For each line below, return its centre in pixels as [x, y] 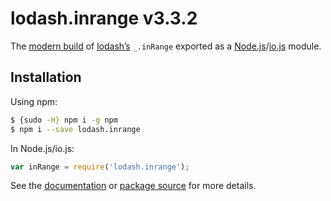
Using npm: [34, 101]
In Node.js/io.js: [42, 148]
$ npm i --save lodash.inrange [75, 129]
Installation [46, 77]
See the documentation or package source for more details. [133, 186]
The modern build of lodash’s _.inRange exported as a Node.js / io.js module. [166, 46]
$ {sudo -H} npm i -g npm [64, 120]
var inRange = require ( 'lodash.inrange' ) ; [100, 167]
